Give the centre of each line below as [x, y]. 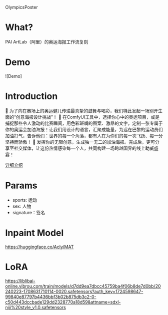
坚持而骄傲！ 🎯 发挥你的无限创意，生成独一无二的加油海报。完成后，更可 [80, 142]
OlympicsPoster [22, 7]
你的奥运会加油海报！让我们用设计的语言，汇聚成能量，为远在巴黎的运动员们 [84, 129]
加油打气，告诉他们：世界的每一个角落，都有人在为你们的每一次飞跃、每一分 [84, 136]
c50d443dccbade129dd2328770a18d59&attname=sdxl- [63, 302]
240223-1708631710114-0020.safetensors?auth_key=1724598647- [74, 291]
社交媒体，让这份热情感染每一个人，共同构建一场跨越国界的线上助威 [84, 148]
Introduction [31, 96]
